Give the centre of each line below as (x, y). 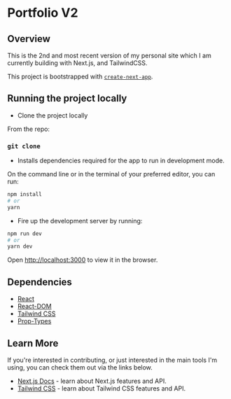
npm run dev (24, 233)
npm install (24, 195)
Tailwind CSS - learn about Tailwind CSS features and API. (101, 388)
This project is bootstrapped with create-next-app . (80, 76)
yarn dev (20, 246)
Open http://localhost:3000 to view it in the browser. (83, 260)
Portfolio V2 (43, 13)
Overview (29, 39)
